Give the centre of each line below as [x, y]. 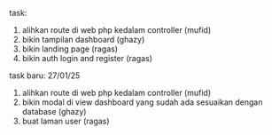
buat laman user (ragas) [66, 121]
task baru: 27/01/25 [45, 75]
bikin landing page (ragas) [70, 49]
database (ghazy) [54, 111]
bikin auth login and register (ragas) [87, 58]
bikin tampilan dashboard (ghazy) [83, 40]
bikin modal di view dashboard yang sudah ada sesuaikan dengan [142, 102]
